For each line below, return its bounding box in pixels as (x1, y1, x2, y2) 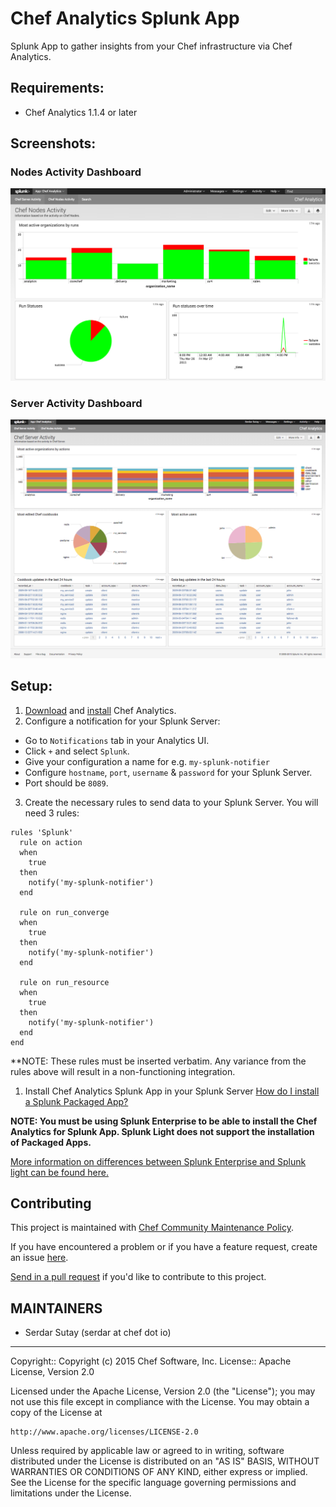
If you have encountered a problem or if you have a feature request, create (10, 1241, 318, 1253)
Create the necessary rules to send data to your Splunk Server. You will (24, 796, 319, 808)
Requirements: (10, 80, 105, 97)
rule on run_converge (19, 907, 110, 917)
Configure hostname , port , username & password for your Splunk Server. (24, 766, 313, 778)
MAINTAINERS (10, 1300, 103, 1317)
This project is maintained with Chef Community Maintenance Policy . (10, 1222, 294, 1234)
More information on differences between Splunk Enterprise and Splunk (10, 1155, 307, 1167)
